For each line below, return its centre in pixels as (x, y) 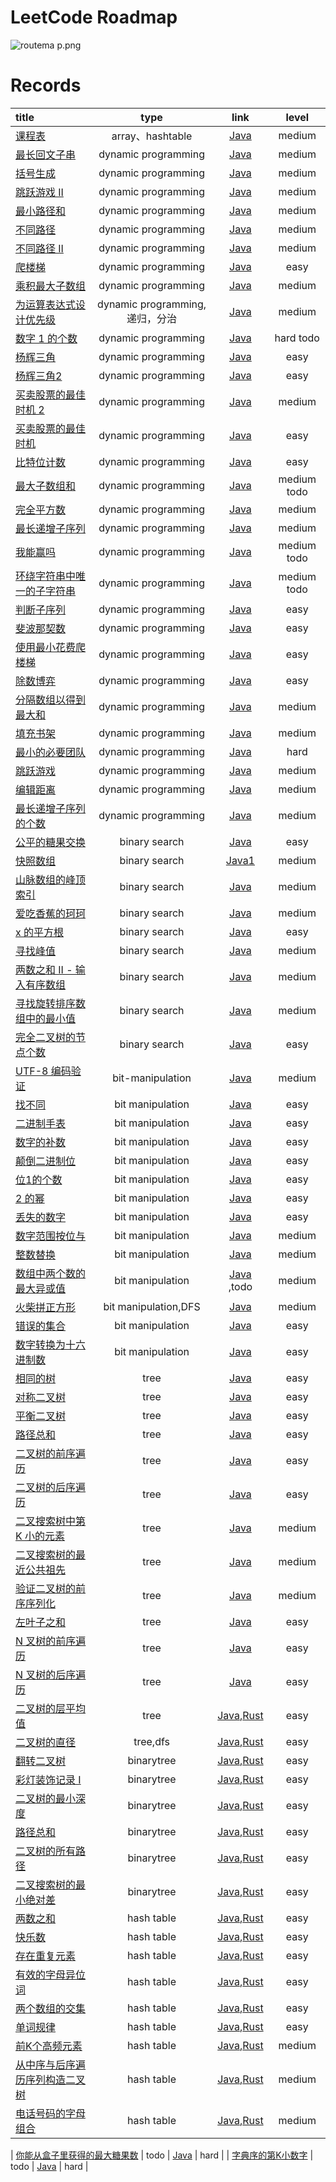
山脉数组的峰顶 (51, 879)
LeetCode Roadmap (94, 17)
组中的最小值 (46, 1018)
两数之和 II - (44, 969)
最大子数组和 (46, 486)
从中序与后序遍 (51, 2064)
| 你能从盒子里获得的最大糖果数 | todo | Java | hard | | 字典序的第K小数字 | (162, 2155)
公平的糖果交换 (51, 842)
